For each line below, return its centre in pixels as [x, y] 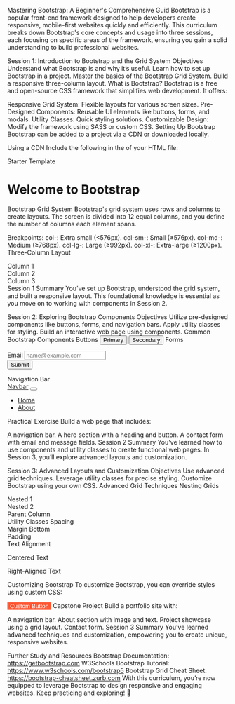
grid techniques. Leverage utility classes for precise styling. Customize [110, 478]
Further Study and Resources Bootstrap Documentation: [88, 656]
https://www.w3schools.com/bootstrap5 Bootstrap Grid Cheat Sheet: [107, 670]
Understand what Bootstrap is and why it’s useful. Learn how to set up [109, 68]
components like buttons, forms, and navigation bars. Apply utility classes [114, 324]
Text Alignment [29, 543]
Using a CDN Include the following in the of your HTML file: [93, 148]
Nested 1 [20, 499]
